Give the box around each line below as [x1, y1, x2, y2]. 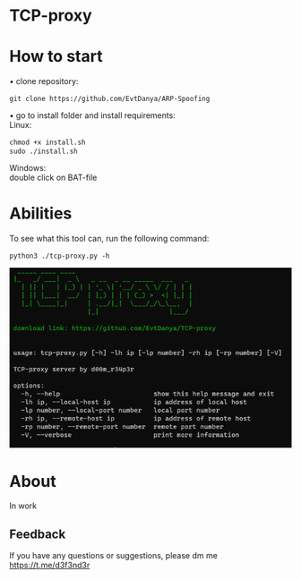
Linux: [9, 120, 32, 131]
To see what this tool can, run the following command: [9, 234, 210, 244]
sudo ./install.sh [9, 147, 78, 157]
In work [9, 500, 38, 511]
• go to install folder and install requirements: [9, 110, 176, 121]
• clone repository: [9, 76, 79, 87]
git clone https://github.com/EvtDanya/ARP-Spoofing [9, 95, 211, 104]
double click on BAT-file [9, 172, 98, 183]
